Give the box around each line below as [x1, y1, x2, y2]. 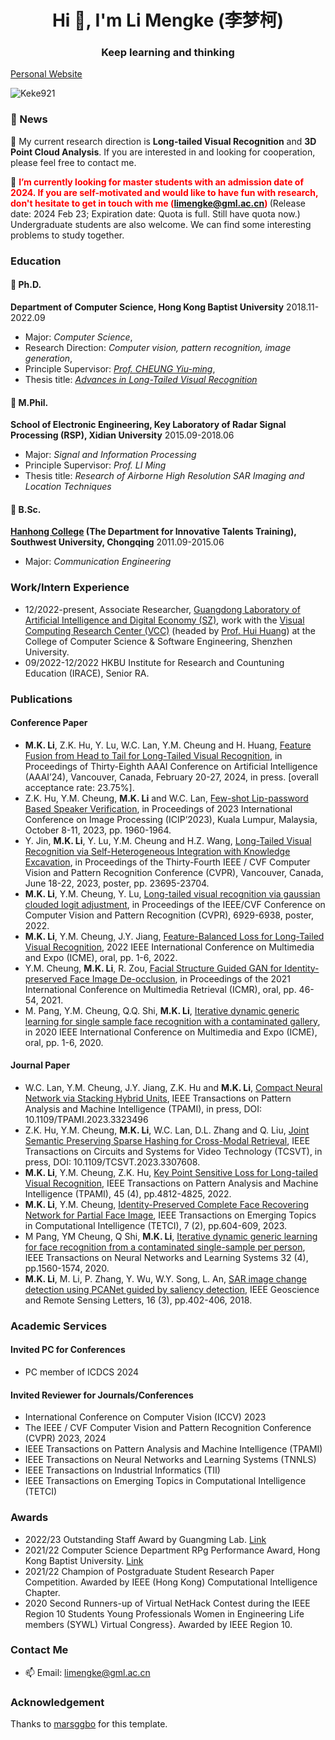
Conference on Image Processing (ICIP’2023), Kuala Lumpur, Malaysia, [24, 813, 318, 825]
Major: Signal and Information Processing [24, 449, 197, 461]
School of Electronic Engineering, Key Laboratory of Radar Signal [10, 419, 287, 431]
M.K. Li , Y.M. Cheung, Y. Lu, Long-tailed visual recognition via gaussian [24, 887, 321, 900]
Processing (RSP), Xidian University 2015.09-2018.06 [10, 429, 235, 441]
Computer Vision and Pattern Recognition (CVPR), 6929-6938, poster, [24, 909, 315, 921]
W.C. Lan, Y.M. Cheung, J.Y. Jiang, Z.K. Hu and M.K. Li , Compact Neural [24, 1081, 323, 1093]
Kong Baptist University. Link [24, 1554, 144, 1566]
